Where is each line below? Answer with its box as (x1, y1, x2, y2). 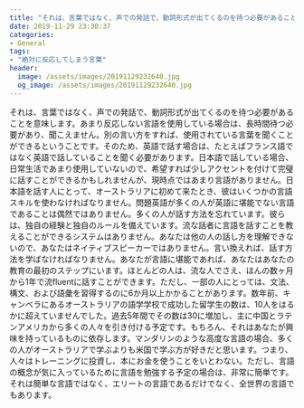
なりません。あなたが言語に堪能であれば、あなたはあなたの (71, 253, 295, 264)
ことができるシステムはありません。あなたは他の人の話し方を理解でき (24, 231, 287, 242)
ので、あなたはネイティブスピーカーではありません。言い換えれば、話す (16, 242, 286, 253)
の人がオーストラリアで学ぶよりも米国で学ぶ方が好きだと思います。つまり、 (9, 344, 294, 355)
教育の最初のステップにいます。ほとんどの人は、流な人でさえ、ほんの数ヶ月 (9, 264, 294, 276)
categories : (9, 30, 54, 39)
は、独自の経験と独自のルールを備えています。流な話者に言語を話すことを (9, 219, 286, 231)
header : (9, 64, 39, 73)
